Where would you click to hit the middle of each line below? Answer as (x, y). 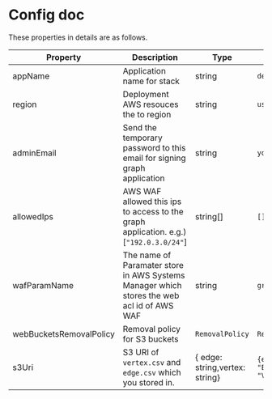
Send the (140, 127)
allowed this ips (152, 202)
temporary (143, 138)
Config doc (47, 15)
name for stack (151, 81)
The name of (147, 255)
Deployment (146, 94)
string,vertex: (220, 367)
